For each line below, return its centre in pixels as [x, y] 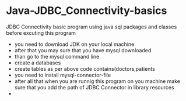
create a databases [38, 63]
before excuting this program [41, 33]
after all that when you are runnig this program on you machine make [97, 81]
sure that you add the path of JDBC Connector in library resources [94, 87]
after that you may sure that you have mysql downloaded [83, 50]
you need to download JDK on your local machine [74, 44]
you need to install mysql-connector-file [63, 75]
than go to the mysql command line [57, 56]
